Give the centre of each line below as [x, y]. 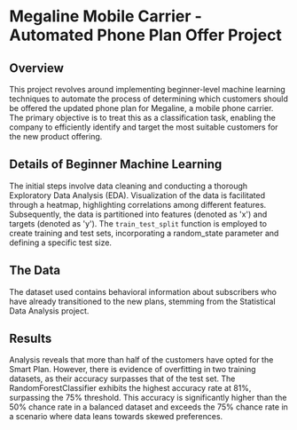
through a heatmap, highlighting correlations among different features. [138, 204]
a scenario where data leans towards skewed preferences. [116, 417]
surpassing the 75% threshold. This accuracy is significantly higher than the [148, 398]
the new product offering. [56, 136]
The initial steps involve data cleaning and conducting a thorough [129, 186]
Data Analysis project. [49, 311]
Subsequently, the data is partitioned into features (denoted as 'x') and [138, 214]
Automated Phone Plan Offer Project [145, 35]
